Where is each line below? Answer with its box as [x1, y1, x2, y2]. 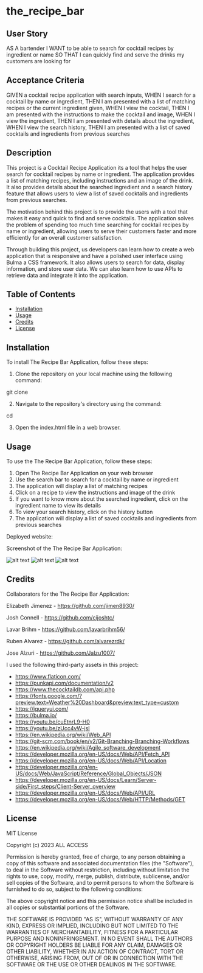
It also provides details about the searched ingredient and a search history [6, 183, 193, 190]
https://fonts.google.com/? [15, 692, 83, 699]
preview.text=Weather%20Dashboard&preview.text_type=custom [15, 699, 179, 706]
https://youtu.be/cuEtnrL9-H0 [15, 718, 90, 725]
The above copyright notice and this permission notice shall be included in [6, 897, 193, 904]
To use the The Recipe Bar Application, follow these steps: [6, 458, 153, 465]
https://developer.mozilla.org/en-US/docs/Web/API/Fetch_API [15, 750, 170, 758]
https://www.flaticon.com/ [15, 672, 81, 680]
